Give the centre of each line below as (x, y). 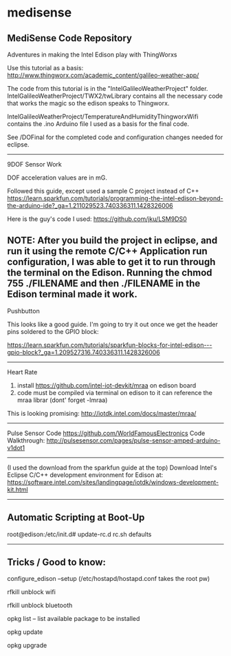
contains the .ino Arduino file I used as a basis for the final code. (98, 124)
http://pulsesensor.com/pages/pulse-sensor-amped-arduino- (133, 440)
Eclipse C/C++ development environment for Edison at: (85, 475)
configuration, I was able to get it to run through (111, 262)
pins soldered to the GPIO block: (53, 331)
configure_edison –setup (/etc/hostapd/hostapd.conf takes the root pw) (109, 579)
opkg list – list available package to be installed (74, 619)
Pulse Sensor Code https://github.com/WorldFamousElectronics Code (106, 433)
